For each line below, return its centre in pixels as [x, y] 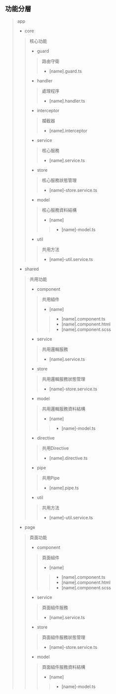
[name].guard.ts [66, 71]
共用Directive [55, 448]
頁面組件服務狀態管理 [63, 637]
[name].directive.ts [68, 458]
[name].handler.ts [67, 101]
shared [32, 269]
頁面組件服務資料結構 [63, 667]
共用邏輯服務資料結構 [63, 409]
